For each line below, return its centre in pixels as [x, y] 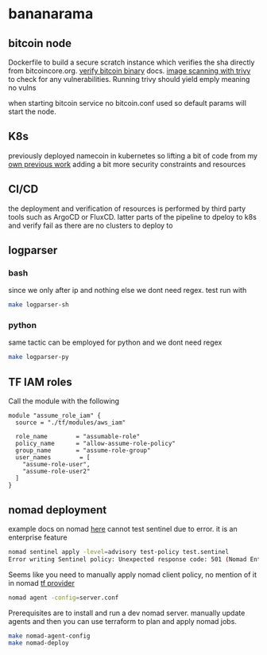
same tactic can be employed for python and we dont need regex [115, 342]
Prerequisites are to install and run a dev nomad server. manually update [127, 613]
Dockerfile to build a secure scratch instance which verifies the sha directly [132, 62]
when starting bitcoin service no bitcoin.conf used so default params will [127, 103]
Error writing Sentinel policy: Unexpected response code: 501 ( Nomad [128, 559]
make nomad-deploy [39, 643]
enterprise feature [38, 537]
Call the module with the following [64, 401]
